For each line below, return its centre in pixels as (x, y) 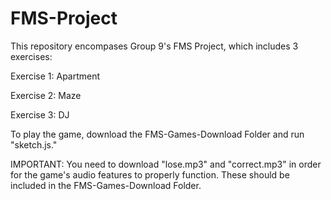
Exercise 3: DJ (40, 114)
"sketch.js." (34, 144)
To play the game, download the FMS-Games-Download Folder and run (157, 134)
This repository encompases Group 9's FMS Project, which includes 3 (154, 46)
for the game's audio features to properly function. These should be (150, 174)
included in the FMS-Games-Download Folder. (106, 185)
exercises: (31, 56)
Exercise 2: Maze (46, 95)
